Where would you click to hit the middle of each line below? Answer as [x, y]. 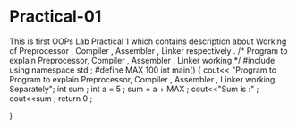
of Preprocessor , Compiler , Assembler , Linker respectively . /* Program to [148, 50]
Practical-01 [55, 17]
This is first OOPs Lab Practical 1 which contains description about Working [148, 41]
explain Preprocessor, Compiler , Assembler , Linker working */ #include [142, 60]
